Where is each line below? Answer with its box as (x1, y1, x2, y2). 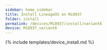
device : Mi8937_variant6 (5, 26, 57, 31)
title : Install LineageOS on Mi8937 (5, 12, 82, 17)
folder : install (5, 16, 39, 21)
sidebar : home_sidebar (5, 7, 53, 12)
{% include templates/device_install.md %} (5, 39, 94, 45)
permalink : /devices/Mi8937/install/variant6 (5, 21, 102, 26)
